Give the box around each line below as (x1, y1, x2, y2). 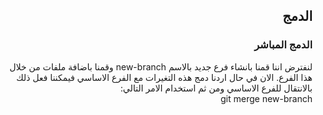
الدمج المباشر (254, 38, 313, 52)
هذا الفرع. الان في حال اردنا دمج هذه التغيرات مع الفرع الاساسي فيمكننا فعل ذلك (15, 71, 313, 83)
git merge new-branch (220, 92, 313, 104)
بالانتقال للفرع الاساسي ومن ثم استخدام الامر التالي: (120, 82, 313, 94)
